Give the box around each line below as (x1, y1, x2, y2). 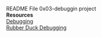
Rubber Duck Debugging (6, 24, 67, 31)
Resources (6, 11, 34, 18)
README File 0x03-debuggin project (6, 5, 97, 12)
